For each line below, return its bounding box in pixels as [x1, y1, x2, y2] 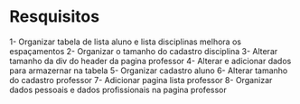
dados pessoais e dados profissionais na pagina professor [9, 84, 228, 95]
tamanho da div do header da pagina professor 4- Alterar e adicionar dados [9, 55, 292, 66]
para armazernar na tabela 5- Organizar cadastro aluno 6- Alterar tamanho [9, 65, 288, 76]
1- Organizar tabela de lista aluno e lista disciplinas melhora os [9, 36, 242, 47]
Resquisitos [9, 6, 100, 27]
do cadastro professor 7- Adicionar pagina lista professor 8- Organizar [9, 74, 273, 85]
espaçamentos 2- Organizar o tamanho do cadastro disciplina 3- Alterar [9, 45, 278, 56]
